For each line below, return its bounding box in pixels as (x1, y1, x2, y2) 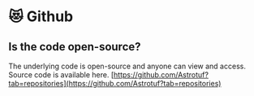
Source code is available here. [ (8, 70, 114, 80)
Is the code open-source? (8, 40, 141, 54)
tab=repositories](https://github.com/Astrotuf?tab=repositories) (8, 79, 222, 88)
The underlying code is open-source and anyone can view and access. (8, 61, 246, 71)
